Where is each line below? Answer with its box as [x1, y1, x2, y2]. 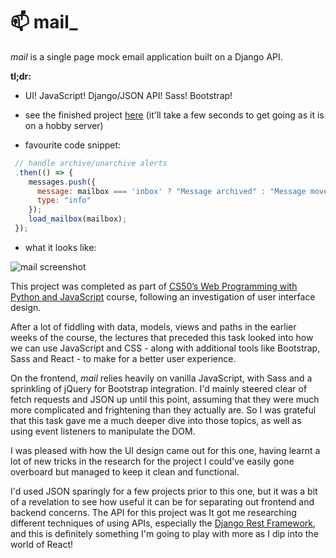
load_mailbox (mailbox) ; [28, 214, 128, 224]
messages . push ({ [28, 177, 97, 187]
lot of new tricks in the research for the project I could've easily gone [10, 455, 295, 467]
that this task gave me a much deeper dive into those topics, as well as [10, 414, 302, 426]
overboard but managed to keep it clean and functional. [10, 465, 240, 478]
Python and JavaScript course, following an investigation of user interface [10, 290, 316, 303]
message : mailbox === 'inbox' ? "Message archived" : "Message [36, 186, 307, 196]
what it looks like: [24, 241, 97, 253]
